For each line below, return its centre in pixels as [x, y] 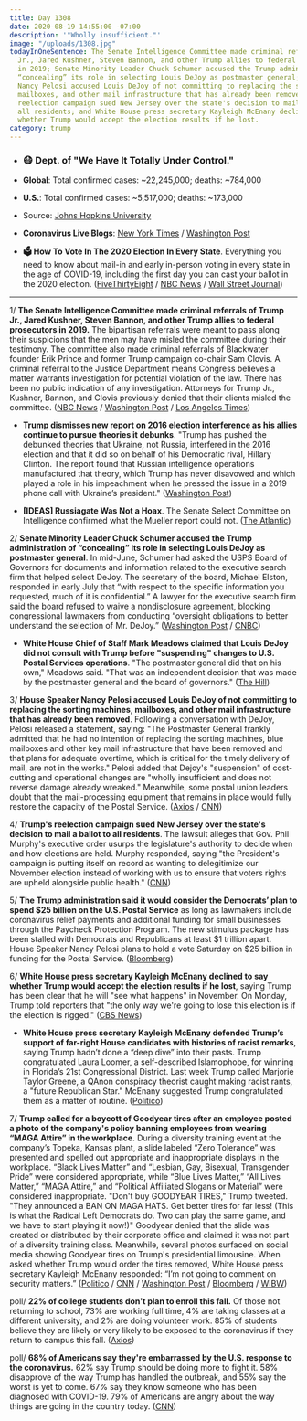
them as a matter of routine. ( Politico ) [93, 1101]
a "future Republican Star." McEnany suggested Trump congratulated [153, 1091]
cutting [23, 778]
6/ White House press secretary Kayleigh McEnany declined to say [139, 976]
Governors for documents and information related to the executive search [148, 567]
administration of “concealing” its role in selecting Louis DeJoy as [138, 548]
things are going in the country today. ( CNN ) [93, 1406]
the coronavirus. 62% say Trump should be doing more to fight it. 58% [144, 1368]
